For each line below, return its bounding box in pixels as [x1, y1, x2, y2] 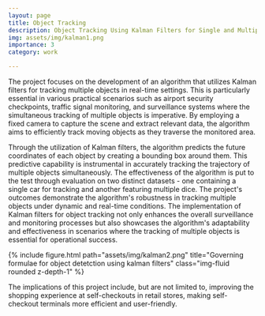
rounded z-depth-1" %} [8, 267, 84, 276]
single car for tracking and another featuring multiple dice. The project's [8, 185, 243, 194]
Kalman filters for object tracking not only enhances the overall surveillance [8, 210, 254, 219]
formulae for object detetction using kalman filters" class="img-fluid [8, 258, 230, 268]
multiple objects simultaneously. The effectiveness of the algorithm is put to [8, 167, 255, 177]
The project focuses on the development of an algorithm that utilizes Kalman [8, 77, 257, 86]
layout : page [8, 11, 51, 20]
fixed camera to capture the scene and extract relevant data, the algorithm [8, 119, 250, 128]
